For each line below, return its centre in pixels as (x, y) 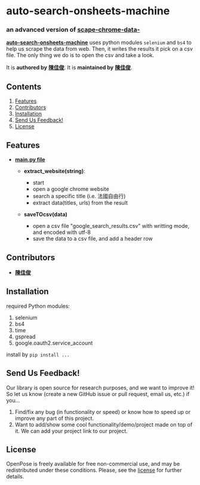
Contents (24, 87)
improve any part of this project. (54, 418)
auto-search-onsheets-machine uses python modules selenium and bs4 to (99, 42)
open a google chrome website (71, 189)
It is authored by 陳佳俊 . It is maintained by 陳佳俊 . (69, 67)
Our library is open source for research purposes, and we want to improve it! (100, 387)
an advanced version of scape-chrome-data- (73, 30)
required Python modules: (38, 306)
